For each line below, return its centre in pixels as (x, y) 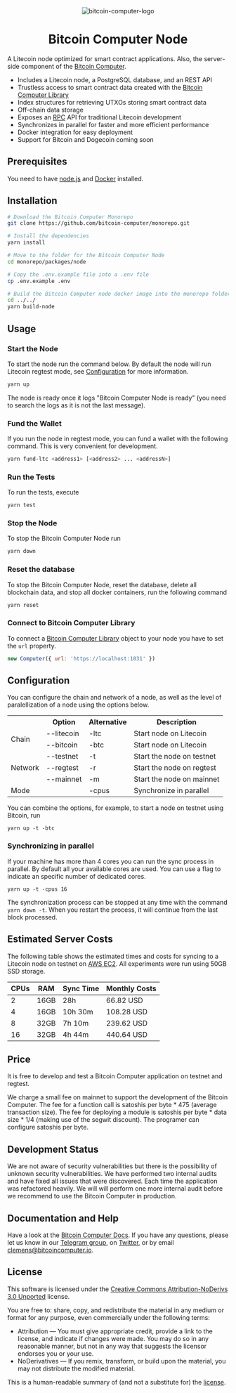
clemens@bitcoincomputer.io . (50, 1250)
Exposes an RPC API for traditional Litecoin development (99, 117)
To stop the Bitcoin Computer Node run (64, 538)
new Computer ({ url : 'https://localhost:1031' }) (81, 659)
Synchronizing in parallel (51, 846)
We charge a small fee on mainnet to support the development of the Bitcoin (118, 1097)
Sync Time (81, 988)
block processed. (32, 917)
